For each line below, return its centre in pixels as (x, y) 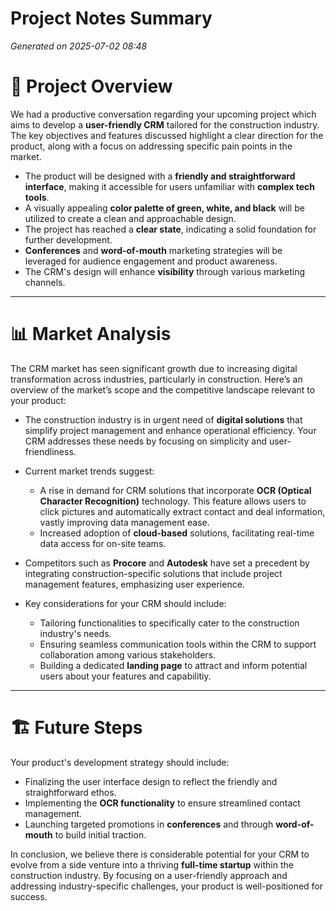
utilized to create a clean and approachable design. (130, 218)
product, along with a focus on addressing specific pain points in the (151, 146)
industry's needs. (75, 633)
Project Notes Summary (111, 18)
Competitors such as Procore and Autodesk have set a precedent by (167, 563)
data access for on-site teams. (103, 543)
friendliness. (50, 451)
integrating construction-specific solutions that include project (153, 573)
